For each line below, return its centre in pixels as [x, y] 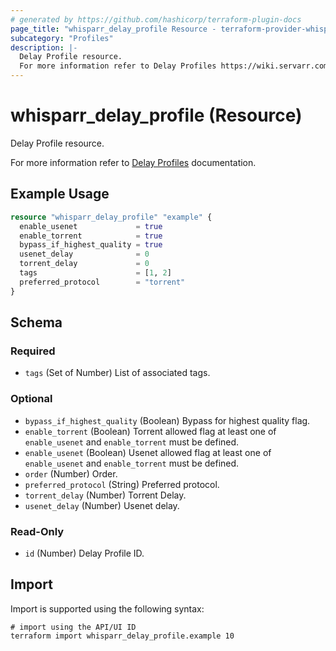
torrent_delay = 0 [84, 264]
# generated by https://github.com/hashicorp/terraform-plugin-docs [156, 19]
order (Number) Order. [71, 473]
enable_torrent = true [91, 236]
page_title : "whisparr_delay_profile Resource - [113, 29]
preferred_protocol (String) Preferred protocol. [122, 484]
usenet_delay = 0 [84, 254]
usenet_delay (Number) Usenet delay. [102, 505]
